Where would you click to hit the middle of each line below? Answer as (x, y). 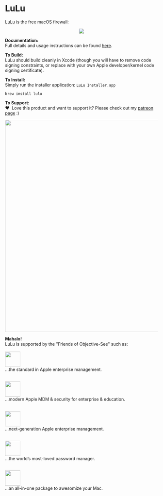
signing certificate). (24, 70)
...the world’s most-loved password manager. (50, 458)
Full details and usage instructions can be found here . (59, 45)
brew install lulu (24, 94)
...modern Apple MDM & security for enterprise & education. (65, 399)
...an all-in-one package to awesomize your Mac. (54, 488)
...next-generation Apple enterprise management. (55, 429)
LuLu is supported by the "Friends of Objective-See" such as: (66, 344)
